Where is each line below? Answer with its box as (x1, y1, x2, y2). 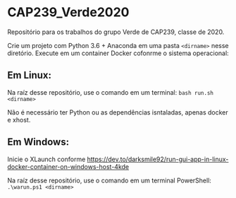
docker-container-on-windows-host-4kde (7, 162, 129, 170)
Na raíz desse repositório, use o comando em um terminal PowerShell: (7, 176, 211, 185)
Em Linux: (7, 69, 51, 81)
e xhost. (7, 115, 31, 124)
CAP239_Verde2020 (7, 4, 130, 21)
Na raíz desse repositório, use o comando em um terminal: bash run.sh (7, 88, 213, 96)
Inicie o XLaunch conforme (7, 155, 86, 163)
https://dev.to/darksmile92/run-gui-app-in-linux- (87, 155, 229, 163)
